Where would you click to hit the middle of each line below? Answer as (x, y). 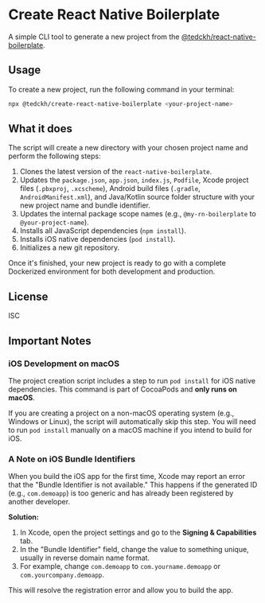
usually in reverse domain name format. (84, 558)
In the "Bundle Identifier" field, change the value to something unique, (134, 550)
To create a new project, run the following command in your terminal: (121, 89)
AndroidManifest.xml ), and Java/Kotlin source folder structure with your (137, 197)
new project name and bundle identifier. (85, 205)
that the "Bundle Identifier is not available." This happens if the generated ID (133, 485)
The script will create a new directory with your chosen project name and (128, 148)
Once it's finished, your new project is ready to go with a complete (117, 263)
